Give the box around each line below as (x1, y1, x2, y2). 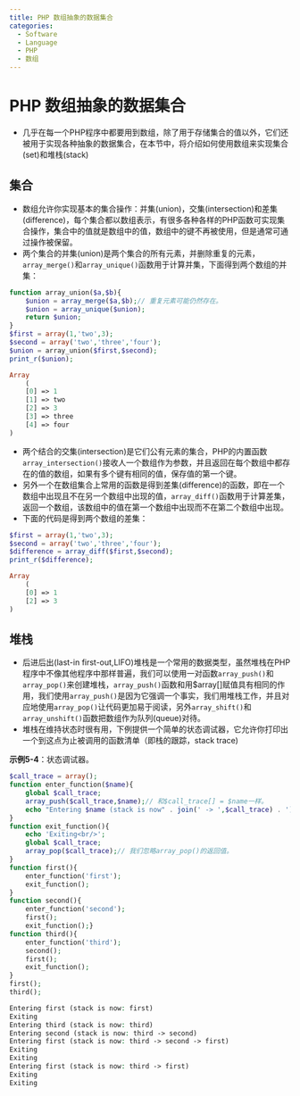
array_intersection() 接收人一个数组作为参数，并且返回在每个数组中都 (21, 457, 283, 468)
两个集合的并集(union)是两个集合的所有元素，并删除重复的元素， (21, 247, 261, 259)
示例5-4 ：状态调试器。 (9, 754, 94, 765)
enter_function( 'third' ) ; (25, 938, 122, 947)
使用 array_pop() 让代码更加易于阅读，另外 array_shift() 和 (37, 702, 252, 712)
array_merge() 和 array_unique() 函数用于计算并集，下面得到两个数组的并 (21, 259, 287, 270)
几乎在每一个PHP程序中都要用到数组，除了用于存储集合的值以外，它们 (21, 127, 281, 137)
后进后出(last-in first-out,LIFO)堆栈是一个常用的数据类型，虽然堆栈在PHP (21, 657, 291, 668)
